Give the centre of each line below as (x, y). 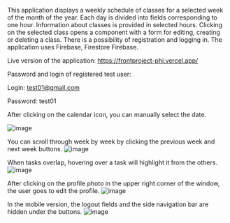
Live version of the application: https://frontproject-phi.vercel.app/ (103, 61)
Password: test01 (32, 101)
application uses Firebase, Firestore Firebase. (73, 47)
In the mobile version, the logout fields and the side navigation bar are (108, 204)
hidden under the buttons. (45, 212)
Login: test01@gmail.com (44, 87)
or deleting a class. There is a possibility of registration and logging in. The (115, 40)
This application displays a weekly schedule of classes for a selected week (115, 10)
